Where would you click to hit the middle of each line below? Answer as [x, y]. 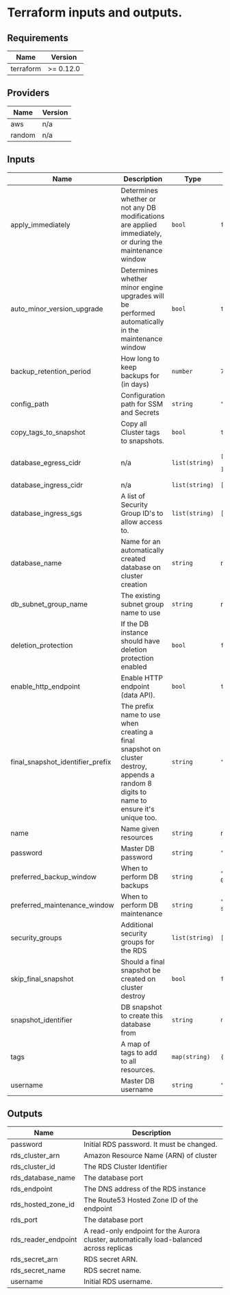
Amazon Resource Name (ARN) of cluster [151, 1156]
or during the [142, 241]
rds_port [24, 1220]
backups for [140, 375]
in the [130, 330]
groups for [138, 942]
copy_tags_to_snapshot [48, 432]
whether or [138, 199]
